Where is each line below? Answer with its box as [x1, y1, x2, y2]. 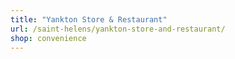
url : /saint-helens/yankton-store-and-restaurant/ [10, 24, 226, 34]
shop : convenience [10, 33, 87, 43]
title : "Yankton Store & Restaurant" [10, 14, 168, 25]
